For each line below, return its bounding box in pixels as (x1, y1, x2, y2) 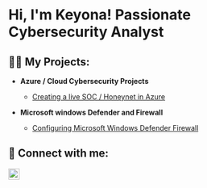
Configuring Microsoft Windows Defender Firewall (31, 123, 199, 132)
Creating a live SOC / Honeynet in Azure (31, 92, 166, 102)
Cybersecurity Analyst (8, 23, 164, 41)
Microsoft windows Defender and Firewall (19, 107, 164, 117)
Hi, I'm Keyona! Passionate (8, 6, 192, 24)
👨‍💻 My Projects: (8, 55, 90, 69)
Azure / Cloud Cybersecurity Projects (19, 77, 149, 86)
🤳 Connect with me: (8, 147, 109, 161)
